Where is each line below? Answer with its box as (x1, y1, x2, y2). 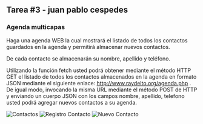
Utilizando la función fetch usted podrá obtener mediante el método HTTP (6, 67, 191, 74)
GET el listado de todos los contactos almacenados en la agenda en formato (6, 73, 197, 80)
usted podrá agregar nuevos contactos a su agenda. (6, 99, 138, 106)
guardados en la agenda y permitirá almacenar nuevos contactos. (6, 43, 171, 50)
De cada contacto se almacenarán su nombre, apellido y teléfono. (6, 54, 171, 62)
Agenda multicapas (6, 23, 65, 31)
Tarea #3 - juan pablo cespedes (6, 5, 128, 15)
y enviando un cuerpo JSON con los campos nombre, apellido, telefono (6, 92, 185, 99)
